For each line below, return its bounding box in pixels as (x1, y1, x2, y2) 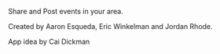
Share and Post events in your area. (8, 7, 123, 16)
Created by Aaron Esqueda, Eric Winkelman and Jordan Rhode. (8, 22, 214, 31)
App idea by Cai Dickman (8, 37, 90, 46)
